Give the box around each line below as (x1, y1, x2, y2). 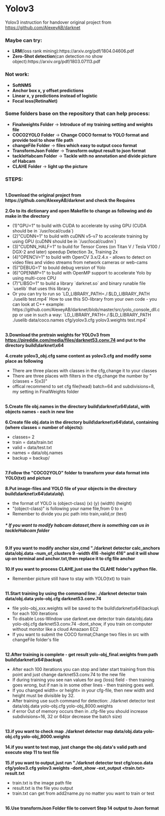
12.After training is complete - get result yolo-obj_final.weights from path (5, 652, 159, 658)
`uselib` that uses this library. (12, 286, 71, 292)
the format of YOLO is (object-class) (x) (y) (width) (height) (12, 501, 132, 506)
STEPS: (5, 176, 24, 183)
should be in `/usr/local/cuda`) (12, 228, 74, 234)
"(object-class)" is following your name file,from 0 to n (12, 505, 123, 511)
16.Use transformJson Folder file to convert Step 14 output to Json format (5, 805, 159, 811)
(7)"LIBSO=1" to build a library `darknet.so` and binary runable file (12, 280, 146, 286)
